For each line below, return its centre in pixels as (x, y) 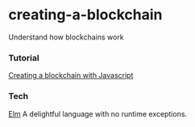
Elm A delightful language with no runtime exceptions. (98, 113)
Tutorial (24, 58)
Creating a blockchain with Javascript (71, 76)
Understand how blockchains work (66, 37)
